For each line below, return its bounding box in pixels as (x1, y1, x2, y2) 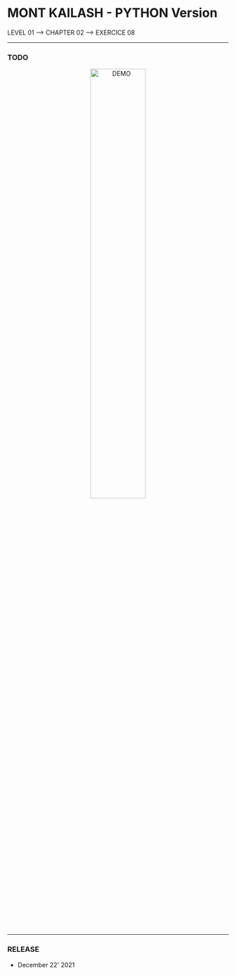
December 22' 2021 (17, 960, 75, 969)
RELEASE (7, 945, 40, 955)
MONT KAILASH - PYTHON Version (7, 5, 218, 21)
